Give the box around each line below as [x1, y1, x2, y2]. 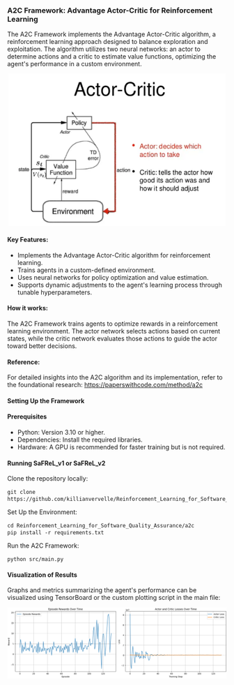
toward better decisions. [7, 341, 77, 350]
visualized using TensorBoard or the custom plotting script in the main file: [7, 594, 221, 602]
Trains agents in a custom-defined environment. [17, 266, 156, 274]
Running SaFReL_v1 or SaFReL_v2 [7, 459, 106, 467]
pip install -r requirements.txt [7, 529, 104, 536]
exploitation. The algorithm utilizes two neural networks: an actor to [7, 45, 201, 54]
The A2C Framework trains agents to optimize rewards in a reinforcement [7, 319, 218, 328]
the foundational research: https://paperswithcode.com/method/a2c [7, 381, 203, 389]
